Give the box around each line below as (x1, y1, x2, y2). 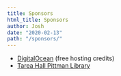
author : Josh (7, 23, 44, 29)
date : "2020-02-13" (7, 29, 63, 36)
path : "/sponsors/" (7, 36, 63, 42)
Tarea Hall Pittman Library (16, 62, 90, 70)
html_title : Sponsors (7, 16, 69, 23)
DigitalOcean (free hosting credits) (16, 54, 115, 62)
